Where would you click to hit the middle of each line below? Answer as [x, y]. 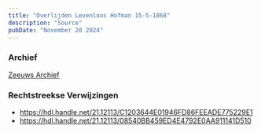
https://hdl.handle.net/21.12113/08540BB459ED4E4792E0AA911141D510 [135, 120]
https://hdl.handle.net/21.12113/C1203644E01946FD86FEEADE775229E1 [136, 112]
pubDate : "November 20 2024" [56, 30]
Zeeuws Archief [34, 75]
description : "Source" [45, 23]
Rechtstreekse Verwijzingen [63, 95]
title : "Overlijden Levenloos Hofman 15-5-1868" [89, 15]
